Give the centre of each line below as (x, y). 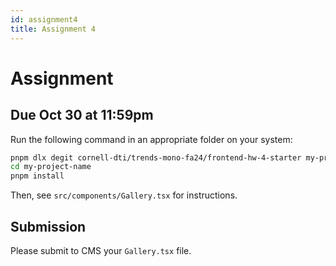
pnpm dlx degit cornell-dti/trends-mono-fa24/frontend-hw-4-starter (156, 157)
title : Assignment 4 (53, 29)
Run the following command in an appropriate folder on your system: (151, 139)
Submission (48, 226)
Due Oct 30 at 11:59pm (82, 115)
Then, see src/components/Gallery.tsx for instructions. (124, 195)
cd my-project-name (51, 167)
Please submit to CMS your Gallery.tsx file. (101, 250)
